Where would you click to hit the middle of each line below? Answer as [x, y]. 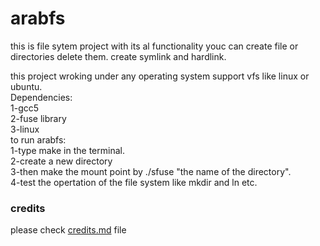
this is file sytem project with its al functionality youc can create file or [154, 46]
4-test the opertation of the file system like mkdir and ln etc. [134, 182]
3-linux [25, 129]
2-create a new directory [61, 161]
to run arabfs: [38, 139]
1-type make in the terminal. [67, 150]
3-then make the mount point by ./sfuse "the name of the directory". [151, 171]
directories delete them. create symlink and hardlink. [118, 56]
